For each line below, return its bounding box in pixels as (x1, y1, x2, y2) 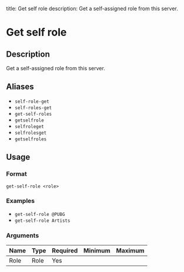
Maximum (116, 247, 145, 255)
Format (6, 170, 28, 178)
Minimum (83, 247, 111, 255)
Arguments (6, 231, 39, 240)
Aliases (6, 82, 34, 92)
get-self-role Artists (14, 218, 71, 224)
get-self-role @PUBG (14, 211, 65, 217)
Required (52, 247, 78, 255)
